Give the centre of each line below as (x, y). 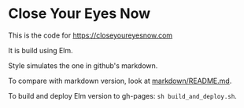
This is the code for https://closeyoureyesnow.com (91, 35)
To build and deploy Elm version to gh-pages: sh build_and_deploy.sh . (123, 95)
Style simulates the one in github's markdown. (83, 65)
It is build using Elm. (41, 50)
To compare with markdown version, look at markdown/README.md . (120, 81)
